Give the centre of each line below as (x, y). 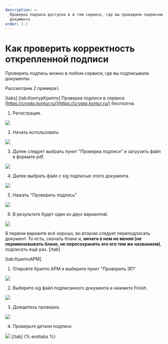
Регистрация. (27, 113)
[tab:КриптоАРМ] (23, 259)
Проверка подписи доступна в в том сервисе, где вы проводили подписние (87, 15)
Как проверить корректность (70, 49)
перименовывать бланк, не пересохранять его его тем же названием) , (83, 244)
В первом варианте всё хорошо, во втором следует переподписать (78, 234)
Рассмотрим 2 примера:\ (32, 88)
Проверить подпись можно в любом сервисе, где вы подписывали (77, 73)
